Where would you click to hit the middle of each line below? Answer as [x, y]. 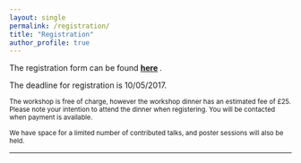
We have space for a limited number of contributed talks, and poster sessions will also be [146, 133]
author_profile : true [50, 43]
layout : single [38, 17]
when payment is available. [51, 117]
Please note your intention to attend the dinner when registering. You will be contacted [142, 110]
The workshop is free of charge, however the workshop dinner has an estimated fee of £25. [150, 102]
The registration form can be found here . [86, 68]
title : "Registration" [52, 34]
